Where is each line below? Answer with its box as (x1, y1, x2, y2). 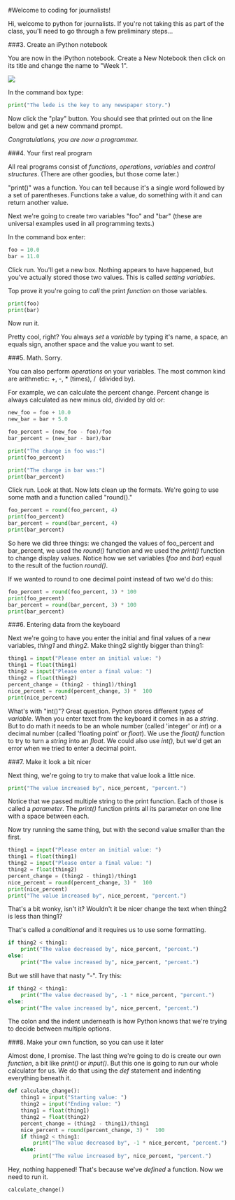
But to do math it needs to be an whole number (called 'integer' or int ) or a (8, 721, 222, 730)
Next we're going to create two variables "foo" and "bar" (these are (8, 211, 202, 220)
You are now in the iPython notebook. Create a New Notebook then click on (8, 54, 226, 62)
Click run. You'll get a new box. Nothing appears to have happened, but (8, 265, 214, 274)
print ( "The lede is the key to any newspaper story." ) (8, 101, 171, 108)
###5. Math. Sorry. (8, 353, 62, 362)
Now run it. (8, 319, 40, 327)
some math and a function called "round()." (8, 493, 132, 502)
